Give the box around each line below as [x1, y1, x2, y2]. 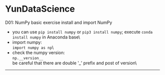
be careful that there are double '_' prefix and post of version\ [12, 60, 137, 66]
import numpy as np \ [12, 44, 54, 50]
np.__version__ [12, 56, 44, 60]
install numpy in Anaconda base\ [12, 34, 80, 40]
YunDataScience [5, 3, 75, 15]
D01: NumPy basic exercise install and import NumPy [5, 19, 112, 25]
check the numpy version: [12, 50, 65, 56]
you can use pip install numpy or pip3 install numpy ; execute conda [12, 29, 153, 35]
